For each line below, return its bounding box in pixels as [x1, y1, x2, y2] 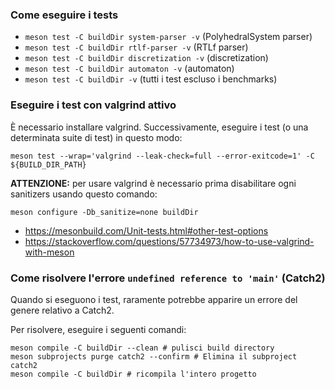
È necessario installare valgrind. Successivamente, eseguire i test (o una [10, 121, 309, 133]
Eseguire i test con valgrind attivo [10, 98, 177, 112]
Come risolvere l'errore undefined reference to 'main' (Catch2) [10, 271, 326, 285]
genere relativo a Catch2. [10, 304, 115, 316]
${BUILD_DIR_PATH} [10, 159, 87, 170]
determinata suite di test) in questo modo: [10, 131, 183, 143]
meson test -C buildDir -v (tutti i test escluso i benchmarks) [24, 73, 278, 85]
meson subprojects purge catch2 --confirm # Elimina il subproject [10, 351, 298, 362]
